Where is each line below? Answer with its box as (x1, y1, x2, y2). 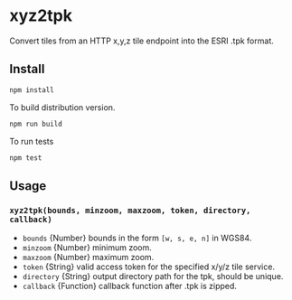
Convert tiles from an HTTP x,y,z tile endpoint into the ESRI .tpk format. (9, 35, 274, 46)
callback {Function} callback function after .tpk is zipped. (22, 281, 238, 292)
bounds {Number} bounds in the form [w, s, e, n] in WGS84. (22, 232, 252, 244)
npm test (9, 153, 42, 163)
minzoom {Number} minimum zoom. (22, 242, 152, 253)
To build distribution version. (9, 101, 116, 113)
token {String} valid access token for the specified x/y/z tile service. (22, 261, 276, 272)
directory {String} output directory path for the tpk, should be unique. (22, 271, 284, 282)
